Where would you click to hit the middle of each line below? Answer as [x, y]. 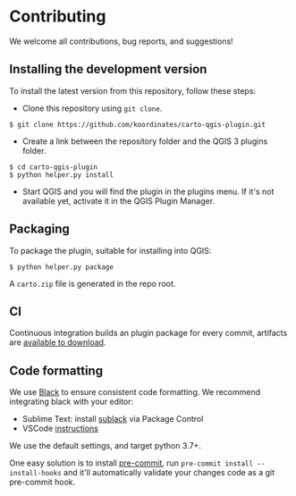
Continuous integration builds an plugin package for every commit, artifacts [148, 333]
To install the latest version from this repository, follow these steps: [133, 90]
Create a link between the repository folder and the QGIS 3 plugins [145, 141]
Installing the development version [108, 69]
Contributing [58, 17]
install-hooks [36, 474]
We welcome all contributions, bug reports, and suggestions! [122, 41]
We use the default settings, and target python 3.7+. [105, 446]
